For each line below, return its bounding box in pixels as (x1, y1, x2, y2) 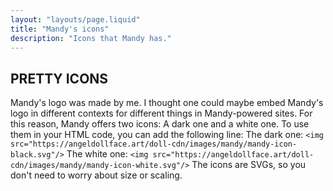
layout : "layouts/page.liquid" (10, 14, 141, 25)
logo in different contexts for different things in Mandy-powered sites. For (10, 107, 313, 120)
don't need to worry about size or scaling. (10, 169, 183, 181)
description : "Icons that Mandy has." (10, 33, 172, 43)
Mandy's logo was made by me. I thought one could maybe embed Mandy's (10, 97, 324, 109)
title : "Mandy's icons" (10, 24, 110, 34)
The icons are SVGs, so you (191, 159, 307, 171)
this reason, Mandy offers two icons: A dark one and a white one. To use (10, 118, 310, 130)
